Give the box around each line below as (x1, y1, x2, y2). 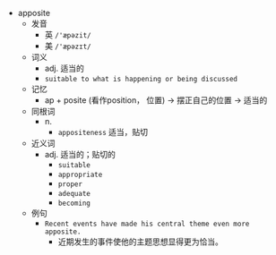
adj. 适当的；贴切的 (44, 149, 116, 159)
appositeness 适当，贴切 (57, 127, 149, 137)
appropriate (57, 170, 103, 179)
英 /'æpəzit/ (44, 30, 91, 39)
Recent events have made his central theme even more (44, 219, 250, 228)
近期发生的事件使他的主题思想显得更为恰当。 (57, 236, 224, 247)
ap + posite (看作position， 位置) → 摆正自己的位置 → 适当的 (44, 95, 268, 106)
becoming (57, 199, 91, 208)
